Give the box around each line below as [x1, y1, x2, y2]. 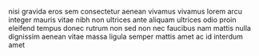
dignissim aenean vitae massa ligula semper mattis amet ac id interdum [8, 32, 244, 41]
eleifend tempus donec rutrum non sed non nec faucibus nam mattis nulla [8, 24, 252, 32]
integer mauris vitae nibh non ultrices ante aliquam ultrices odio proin [8, 15, 237, 24]
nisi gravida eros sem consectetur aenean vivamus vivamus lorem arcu [8, 7, 242, 16]
